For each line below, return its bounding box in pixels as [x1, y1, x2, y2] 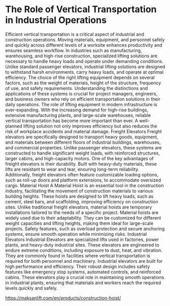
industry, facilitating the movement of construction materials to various [5, 188, 153, 194]
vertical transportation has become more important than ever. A [5, 117, 139, 124]
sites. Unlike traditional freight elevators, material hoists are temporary [5, 204, 152, 210]
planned [5, 123, 23, 129]
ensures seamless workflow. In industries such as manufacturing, [5, 47, 142, 53]
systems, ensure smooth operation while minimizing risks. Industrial [5, 231, 147, 237]
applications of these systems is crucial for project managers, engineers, [5, 90, 158, 97]
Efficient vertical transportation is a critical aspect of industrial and [5, 31, 145, 37]
